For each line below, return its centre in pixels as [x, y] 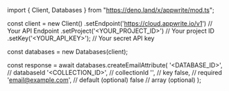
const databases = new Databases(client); [68, 52]
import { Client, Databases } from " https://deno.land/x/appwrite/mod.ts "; [111, 10]
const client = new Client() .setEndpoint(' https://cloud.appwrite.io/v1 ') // [110, 23]
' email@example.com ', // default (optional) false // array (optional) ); [104, 80]
